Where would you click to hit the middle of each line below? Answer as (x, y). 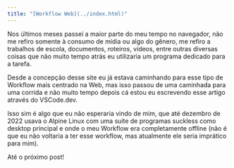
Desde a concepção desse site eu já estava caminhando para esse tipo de (115, 77)
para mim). (23, 143)
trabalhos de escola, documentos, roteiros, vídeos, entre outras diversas (113, 49)
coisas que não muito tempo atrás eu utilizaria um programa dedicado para (116, 56)
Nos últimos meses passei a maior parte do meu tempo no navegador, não (115, 34)
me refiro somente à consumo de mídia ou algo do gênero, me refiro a (109, 41)
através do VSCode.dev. (43, 100)
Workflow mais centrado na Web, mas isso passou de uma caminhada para (117, 84)
